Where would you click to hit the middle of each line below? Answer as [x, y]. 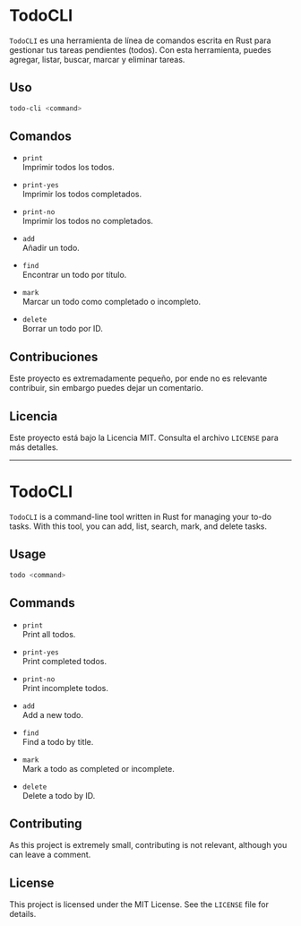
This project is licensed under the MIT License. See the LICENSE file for [139, 904]
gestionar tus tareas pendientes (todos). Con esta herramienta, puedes [140, 49]
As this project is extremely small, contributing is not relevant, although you [148, 845]
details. [23, 914]
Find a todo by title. [58, 741]
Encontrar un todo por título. [74, 275]
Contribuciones [54, 356]
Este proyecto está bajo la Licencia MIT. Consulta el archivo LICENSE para [144, 438]
